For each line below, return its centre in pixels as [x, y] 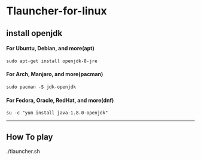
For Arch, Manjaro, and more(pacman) [55, 74]
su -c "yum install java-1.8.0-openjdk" [57, 113]
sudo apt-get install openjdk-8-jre [52, 61]
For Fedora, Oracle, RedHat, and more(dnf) [60, 100]
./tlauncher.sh [23, 151]
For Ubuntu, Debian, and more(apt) [50, 49]
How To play [30, 137]
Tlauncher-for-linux [57, 11]
